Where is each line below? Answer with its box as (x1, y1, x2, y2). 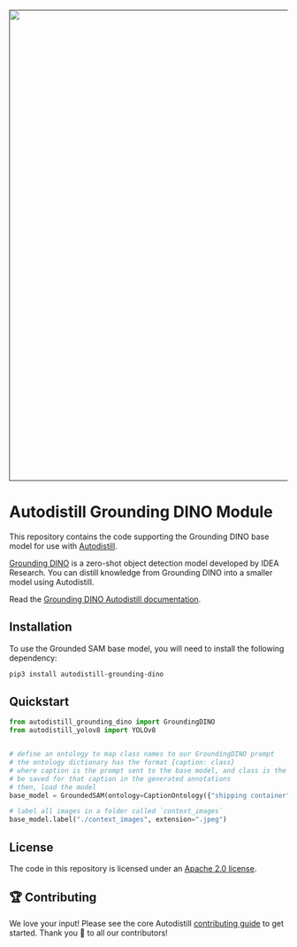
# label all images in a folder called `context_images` (9, 807, 224, 816)
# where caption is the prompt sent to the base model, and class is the (9, 766, 287, 775)
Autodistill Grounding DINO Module (9, 502, 274, 522)
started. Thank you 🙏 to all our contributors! (9, 927, 168, 938)
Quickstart (9, 694, 70, 709)
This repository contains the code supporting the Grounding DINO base (9, 531, 270, 542)
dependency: (9, 653, 57, 663)
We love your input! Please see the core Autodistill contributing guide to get (9, 918, 285, 928)
